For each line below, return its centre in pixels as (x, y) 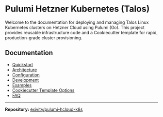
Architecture (24, 70)
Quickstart (22, 64)
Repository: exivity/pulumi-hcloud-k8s (44, 109)
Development (25, 80)
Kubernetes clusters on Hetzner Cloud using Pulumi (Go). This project (75, 27)
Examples (22, 85)
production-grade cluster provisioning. (44, 38)
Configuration (26, 75)
